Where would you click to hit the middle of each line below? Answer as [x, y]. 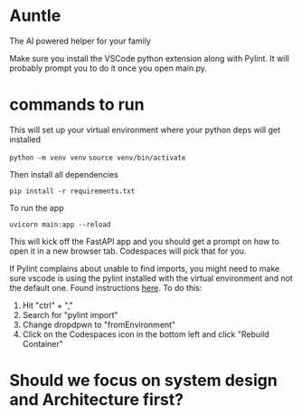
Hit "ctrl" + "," [48, 305]
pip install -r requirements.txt [72, 191]
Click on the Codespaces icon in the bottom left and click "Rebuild [146, 334]
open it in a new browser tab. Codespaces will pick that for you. [128, 251]
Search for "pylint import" [71, 314]
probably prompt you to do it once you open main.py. [109, 68]
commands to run [77, 105]
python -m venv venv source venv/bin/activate [98, 158]
